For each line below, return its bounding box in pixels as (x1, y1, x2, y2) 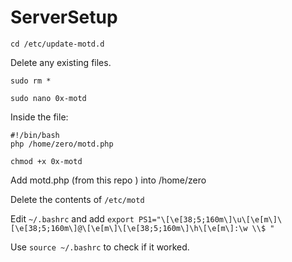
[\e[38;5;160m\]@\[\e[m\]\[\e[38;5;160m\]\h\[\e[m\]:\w (10, 223, 248, 233)
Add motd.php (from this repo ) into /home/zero (10, 174, 207, 186)
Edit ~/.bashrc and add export (10, 212, 135, 225)
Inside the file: (10, 111, 69, 123)
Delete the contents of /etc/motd (10, 193, 145, 205)
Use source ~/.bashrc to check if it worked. (10, 241, 190, 253)
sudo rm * (10, 76, 52, 86)
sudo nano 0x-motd (10, 93, 87, 103)
